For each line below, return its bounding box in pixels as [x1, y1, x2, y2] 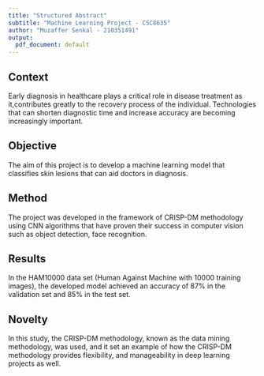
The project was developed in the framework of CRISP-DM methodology [8, 212, 244, 222]
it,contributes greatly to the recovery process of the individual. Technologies [8, 100, 257, 109]
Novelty [8, 313, 49, 326]
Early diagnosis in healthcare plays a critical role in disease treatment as [8, 91, 243, 100]
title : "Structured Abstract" [8, 11, 108, 20]
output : [8, 33, 34, 42]
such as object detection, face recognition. [8, 229, 147, 239]
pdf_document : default [15, 41, 90, 49]
